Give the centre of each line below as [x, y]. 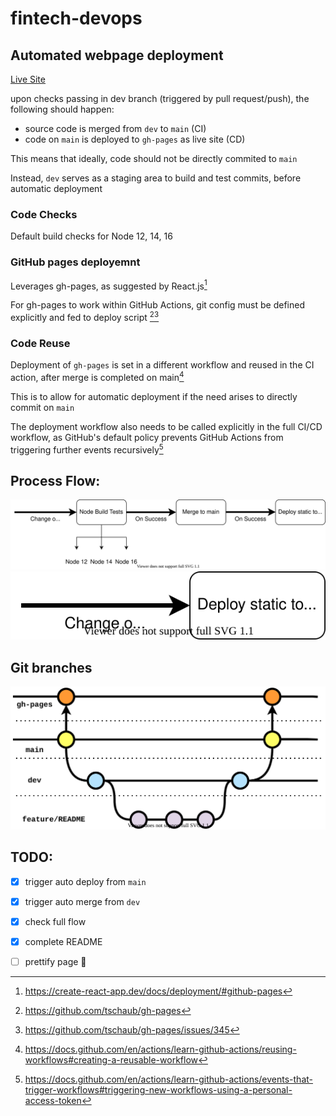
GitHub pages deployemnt [75, 262]
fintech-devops [76, 18]
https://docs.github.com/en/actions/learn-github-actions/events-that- [168, 1079]
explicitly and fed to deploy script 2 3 [85, 316]
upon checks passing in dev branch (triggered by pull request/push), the [160, 98]
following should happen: [62, 109]
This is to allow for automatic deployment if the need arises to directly [154, 396]
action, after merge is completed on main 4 [97, 376]
